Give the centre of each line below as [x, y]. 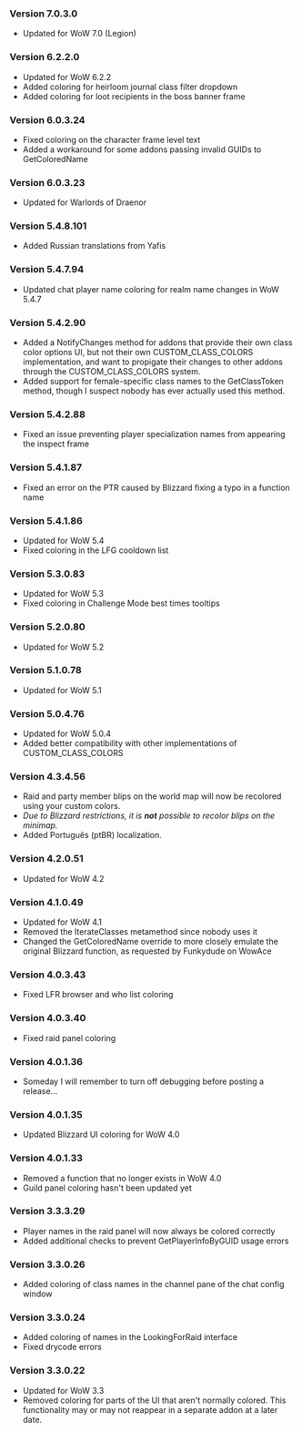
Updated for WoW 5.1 [62, 690]
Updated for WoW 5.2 [63, 647]
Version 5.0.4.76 [47, 713]
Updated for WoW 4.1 [62, 922]
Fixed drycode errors [62, 1347]
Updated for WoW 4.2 [63, 878]
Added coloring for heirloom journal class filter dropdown [130, 87]
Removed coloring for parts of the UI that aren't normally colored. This [154, 1400]
